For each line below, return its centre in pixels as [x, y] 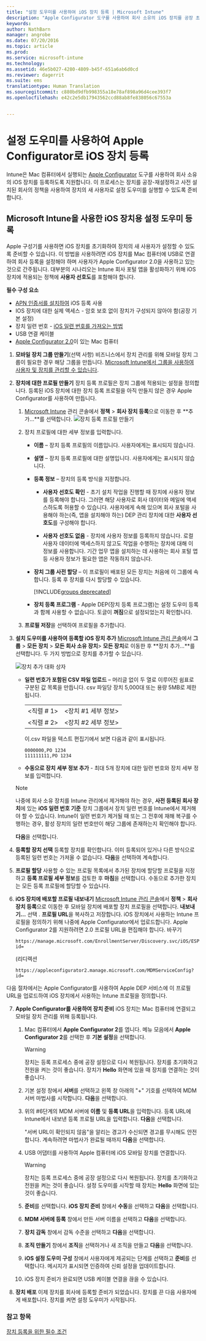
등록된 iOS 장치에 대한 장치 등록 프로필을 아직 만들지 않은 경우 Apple [110, 390]
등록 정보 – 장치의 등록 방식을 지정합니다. [82, 479]
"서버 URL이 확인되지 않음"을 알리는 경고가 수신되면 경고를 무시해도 [105, 1132]
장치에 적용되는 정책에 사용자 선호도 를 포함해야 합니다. [71, 276]
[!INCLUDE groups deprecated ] [72, 592]
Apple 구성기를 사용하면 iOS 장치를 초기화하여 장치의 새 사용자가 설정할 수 [95, 246]
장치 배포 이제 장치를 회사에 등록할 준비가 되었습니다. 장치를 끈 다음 [95, 1292]
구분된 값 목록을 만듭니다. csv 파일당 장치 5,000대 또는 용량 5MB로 [105, 687]
